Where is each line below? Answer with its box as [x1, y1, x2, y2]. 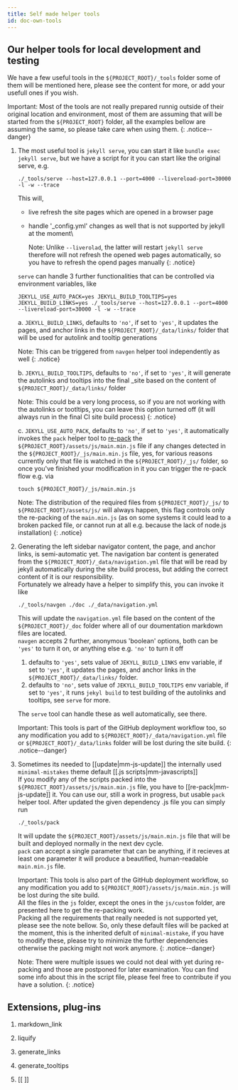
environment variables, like [17, 279, 97, 289]
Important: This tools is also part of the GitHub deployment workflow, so [17, 876, 229, 884]
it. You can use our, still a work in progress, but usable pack [52, 790, 225, 799]
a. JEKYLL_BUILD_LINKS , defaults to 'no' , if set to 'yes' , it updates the [17, 318, 219, 327]
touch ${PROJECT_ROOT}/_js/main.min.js [17, 486, 136, 493]
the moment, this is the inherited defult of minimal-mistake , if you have [17, 929, 225, 938]
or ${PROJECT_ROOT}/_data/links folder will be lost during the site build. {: [17, 739, 232, 747]
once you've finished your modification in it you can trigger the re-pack [17, 464, 227, 473]
